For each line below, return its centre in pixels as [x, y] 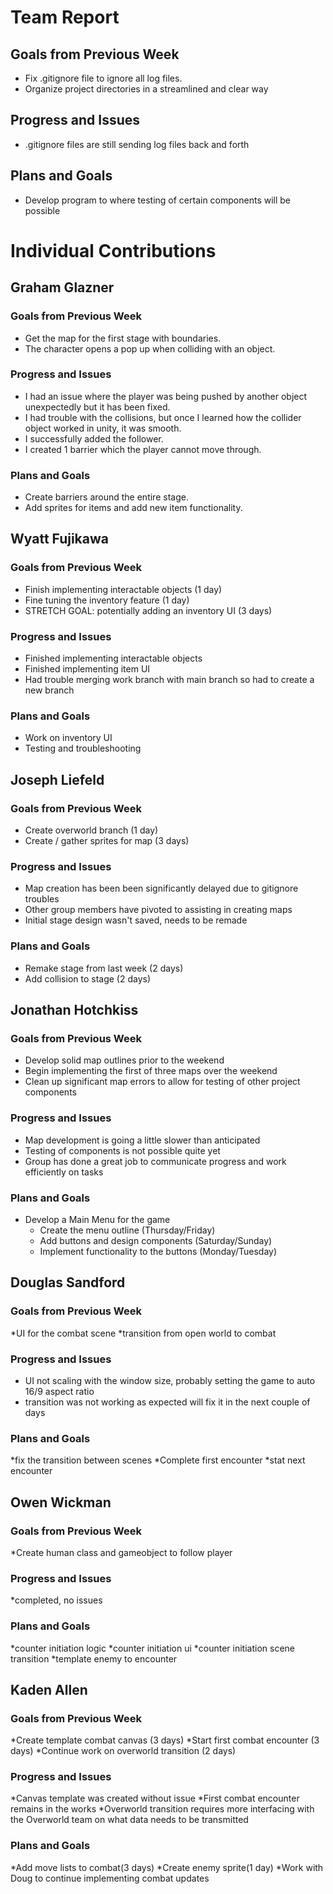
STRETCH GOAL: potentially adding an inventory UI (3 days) [148, 610]
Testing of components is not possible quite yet [122, 1150]
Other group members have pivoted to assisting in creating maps [158, 910]
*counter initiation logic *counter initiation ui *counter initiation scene [152, 1648]
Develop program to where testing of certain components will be [158, 200]
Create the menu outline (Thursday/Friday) [127, 1230]
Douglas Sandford [68, 1282]
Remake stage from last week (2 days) [104, 968]
